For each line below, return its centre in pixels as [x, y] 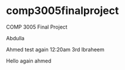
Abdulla [15, 38]
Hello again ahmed [29, 61]
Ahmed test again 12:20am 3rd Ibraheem [55, 49]
